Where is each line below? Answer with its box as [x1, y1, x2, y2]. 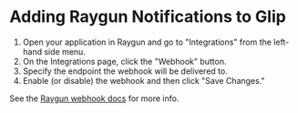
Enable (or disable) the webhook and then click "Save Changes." [22, 75, 266, 86]
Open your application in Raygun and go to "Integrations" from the [22, 36, 272, 47]
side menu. [44, 46, 87, 56]
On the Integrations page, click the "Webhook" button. [22, 56, 227, 67]
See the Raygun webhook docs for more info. [9, 93, 180, 104]
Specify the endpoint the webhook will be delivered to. [22, 66, 228, 77]
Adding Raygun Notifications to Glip [9, 6, 287, 27]
